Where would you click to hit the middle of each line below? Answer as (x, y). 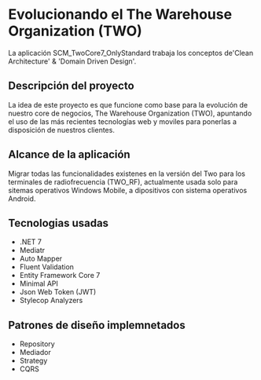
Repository (37, 344)
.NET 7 (30, 242)
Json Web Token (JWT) (58, 292)
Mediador (35, 353)
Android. (22, 199)
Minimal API (39, 283)
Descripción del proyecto (72, 86)
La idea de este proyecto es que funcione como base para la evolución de (128, 104)
